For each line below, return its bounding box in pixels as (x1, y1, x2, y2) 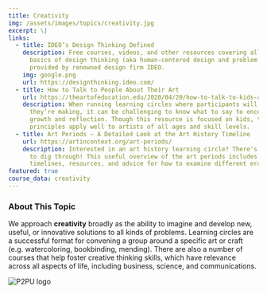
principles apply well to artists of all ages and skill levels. (29, 123, 250, 131)
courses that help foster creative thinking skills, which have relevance (8, 253, 237, 263)
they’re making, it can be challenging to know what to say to (29, 108, 244, 116)
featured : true (8, 167, 59, 175)
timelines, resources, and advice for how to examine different (29, 160, 247, 168)
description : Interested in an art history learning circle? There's (22, 145, 258, 153)
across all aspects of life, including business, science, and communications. (8, 261, 257, 271)
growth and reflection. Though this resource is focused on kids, (29, 116, 254, 123)
